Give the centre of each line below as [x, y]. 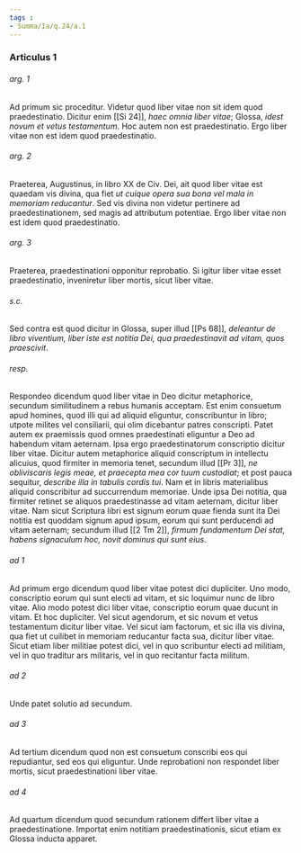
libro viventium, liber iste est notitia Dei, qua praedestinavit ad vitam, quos [147, 338]
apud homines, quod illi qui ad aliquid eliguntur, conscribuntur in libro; [138, 416]
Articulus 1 [33, 58]
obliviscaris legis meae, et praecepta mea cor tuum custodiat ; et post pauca [151, 472]
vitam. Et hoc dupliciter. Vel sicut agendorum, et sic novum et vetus [134, 616]
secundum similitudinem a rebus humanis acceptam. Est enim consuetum [145, 406]
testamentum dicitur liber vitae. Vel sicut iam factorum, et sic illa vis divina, [147, 626]
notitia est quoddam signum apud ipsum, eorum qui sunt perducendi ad [142, 521]
